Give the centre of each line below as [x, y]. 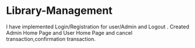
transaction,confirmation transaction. [51, 39]
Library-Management [59, 11]
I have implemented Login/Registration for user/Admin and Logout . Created [98, 27]
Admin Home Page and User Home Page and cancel [69, 32]
